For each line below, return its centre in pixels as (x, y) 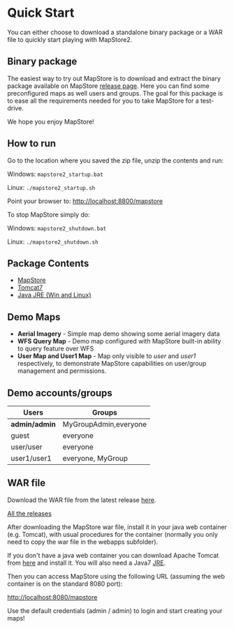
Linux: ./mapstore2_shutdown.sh (53, 242)
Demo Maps (34, 317)
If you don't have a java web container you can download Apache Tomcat (113, 555)
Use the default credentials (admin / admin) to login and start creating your (115, 610)
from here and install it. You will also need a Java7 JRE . (87, 563)
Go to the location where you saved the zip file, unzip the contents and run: (116, 160)
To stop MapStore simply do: (49, 214)
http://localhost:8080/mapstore (52, 597)
